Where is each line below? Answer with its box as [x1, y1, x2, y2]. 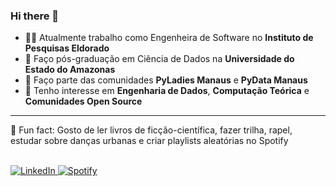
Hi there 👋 [10, 9, 60, 23]
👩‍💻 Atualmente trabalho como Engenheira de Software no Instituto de [24, 32, 314, 44]
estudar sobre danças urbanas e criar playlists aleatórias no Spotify [10, 135, 289, 147]
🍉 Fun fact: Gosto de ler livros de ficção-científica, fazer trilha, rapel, [10, 124, 293, 136]
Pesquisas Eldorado [24, 42, 110, 54]
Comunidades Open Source [24, 95, 143, 108]
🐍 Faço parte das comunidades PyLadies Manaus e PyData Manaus [24, 74, 308, 86]
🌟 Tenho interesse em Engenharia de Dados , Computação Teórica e [24, 85, 310, 97]
